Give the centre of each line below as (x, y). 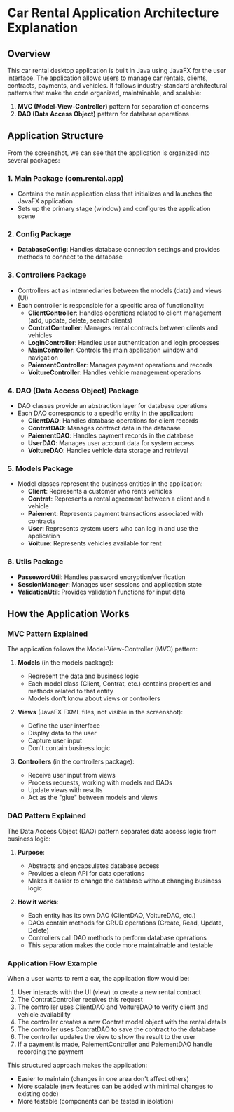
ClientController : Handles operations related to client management (125, 313)
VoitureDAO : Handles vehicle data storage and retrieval (108, 450)
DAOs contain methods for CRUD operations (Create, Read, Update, (126, 923)
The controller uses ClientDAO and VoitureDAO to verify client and (113, 1007)
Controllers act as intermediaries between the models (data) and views (120, 290)
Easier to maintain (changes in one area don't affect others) (103, 1078)
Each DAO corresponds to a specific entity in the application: (105, 413)
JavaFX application (45, 201)
